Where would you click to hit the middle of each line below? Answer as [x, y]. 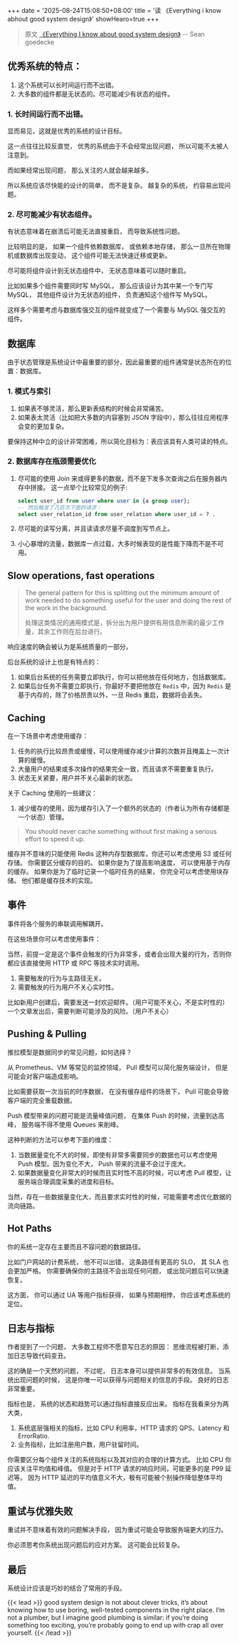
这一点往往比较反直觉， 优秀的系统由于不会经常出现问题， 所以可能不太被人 [118, 146]
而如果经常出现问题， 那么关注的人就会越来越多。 [80, 171]
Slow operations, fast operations [81, 576]
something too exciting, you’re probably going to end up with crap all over [116, 1625]
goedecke [39, 42]
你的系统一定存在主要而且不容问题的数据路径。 [76, 1246]
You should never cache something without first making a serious [121, 832]
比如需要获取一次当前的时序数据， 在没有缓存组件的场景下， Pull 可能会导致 [118, 1091]
